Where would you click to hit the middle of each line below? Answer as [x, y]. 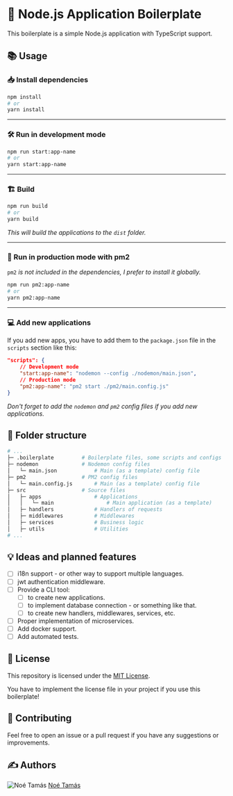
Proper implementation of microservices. [76, 621]
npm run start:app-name [42, 152]
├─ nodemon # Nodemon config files [79, 464]
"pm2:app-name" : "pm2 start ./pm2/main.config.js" [94, 386]
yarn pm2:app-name [34, 298]
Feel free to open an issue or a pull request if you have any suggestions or [113, 735]
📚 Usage [27, 56]
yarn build [23, 219]
